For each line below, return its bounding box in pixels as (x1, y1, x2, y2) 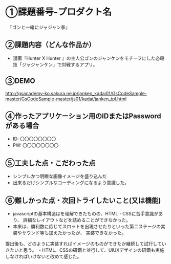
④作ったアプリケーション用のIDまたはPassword (5, 112, 161, 120)
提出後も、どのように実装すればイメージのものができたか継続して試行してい (5, 240, 166, 247)
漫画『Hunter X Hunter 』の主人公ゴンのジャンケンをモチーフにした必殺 (12, 55, 165, 61)
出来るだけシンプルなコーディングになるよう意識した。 (12, 180, 130, 186)
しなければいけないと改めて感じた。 (5, 253, 82, 259)
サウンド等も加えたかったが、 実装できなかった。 (22, 230, 126, 236)
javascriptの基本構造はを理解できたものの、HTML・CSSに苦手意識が (12, 211, 159, 216)
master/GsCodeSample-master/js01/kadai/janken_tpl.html (5, 96, 127, 102)
